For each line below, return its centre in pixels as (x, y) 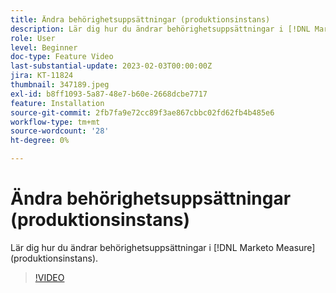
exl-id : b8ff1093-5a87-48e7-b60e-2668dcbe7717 (109, 94)
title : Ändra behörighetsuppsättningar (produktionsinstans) (140, 19)
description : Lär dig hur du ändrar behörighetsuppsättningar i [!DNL (160, 29)
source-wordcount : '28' (60, 131)
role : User (33, 38)
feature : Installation (57, 103)
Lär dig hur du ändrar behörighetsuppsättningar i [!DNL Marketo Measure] (163, 247)
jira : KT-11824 (42, 76)
